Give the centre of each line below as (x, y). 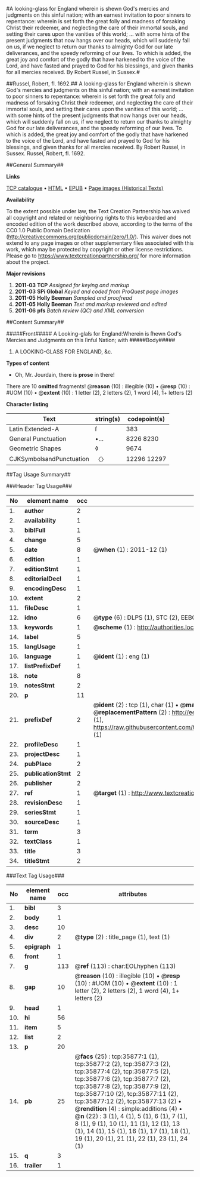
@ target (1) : (112, 793)
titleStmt (37, 861)
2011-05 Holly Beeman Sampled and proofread (74, 298)
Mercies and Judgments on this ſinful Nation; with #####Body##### (91, 340)
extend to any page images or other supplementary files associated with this (100, 243)
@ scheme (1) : (114, 627)
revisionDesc (43, 803)
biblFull (35, 530)
